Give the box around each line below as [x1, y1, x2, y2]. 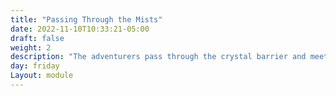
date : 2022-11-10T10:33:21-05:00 [10, 24, 150, 34]
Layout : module [10, 71, 74, 81]
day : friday [10, 61, 60, 71]
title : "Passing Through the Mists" [10, 14, 163, 25]
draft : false [10, 33, 65, 43]
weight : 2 [10, 42, 52, 53]
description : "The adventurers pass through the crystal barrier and [10, 52, 307, 62]
